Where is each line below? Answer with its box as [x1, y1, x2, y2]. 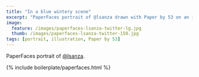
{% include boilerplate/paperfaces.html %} [6, 64, 111, 71]
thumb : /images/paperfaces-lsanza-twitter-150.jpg [11, 31, 139, 37]
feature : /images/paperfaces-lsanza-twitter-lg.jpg [11, 25, 142, 31]
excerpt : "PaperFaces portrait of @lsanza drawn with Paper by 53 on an [6, 14, 190, 20]
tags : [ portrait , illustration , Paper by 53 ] [6, 36, 120, 42]
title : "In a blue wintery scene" [6, 8, 92, 15]
